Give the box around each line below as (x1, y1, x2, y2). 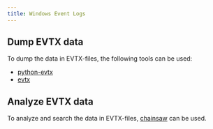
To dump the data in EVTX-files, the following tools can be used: (7, 54, 193, 63)
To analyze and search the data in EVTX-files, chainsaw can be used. (7, 114, 207, 123)
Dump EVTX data (7, 36, 84, 48)
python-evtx (17, 68, 54, 77)
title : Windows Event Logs (7, 10, 86, 17)
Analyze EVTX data (7, 96, 94, 107)
